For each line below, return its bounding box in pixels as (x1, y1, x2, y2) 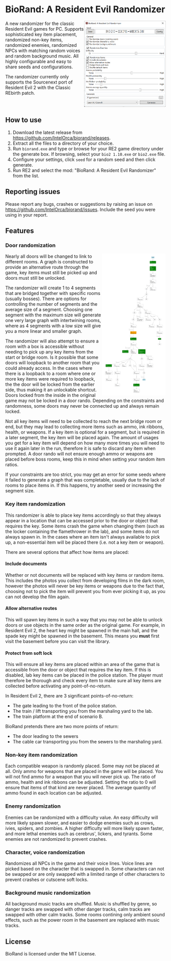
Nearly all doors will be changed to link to (5, 253, 93, 259)
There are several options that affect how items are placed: (5, 549, 129, 555)
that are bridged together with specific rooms (5, 290, 101, 297)
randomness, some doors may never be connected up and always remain (5, 403, 159, 409)
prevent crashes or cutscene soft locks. (5, 876, 89, 883)
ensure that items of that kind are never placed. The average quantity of (5, 785, 156, 791)
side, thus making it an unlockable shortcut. (5, 387, 97, 393)
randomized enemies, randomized (5, 42, 77, 48)
